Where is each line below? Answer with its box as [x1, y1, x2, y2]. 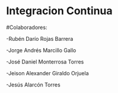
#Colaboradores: [6, 24, 47, 31]
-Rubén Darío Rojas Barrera [6, 35, 74, 42]
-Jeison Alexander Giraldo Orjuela [6, 69, 89, 76]
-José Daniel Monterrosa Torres [6, 58, 84, 65]
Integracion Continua [6, 4, 113, 18]
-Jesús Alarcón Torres [6, 81, 60, 88]
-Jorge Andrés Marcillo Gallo [6, 46, 76, 54]
